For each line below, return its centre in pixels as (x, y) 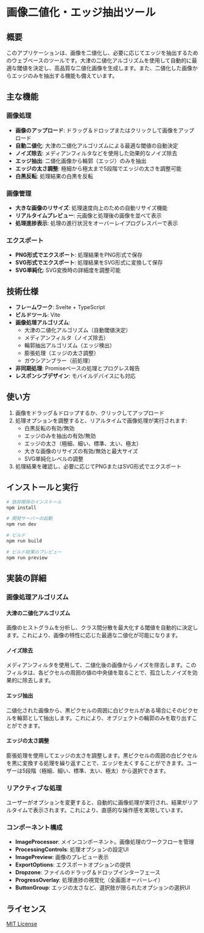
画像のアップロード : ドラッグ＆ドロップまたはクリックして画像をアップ (105, 130)
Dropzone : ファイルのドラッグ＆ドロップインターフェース (88, 873)
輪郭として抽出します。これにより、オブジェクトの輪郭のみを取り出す (104, 718)
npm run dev (21, 524)
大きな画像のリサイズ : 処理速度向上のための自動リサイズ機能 (91, 208)
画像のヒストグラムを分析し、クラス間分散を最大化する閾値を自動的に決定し (102, 627)
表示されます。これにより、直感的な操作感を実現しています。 (109, 810)
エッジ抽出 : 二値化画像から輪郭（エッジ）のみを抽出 (81, 161)
